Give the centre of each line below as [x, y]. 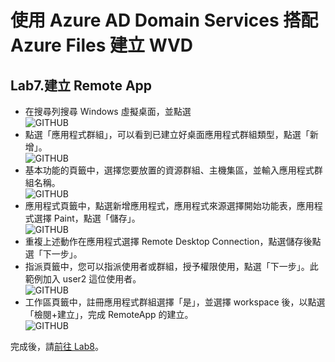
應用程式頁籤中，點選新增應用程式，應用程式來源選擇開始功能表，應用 [169, 205]
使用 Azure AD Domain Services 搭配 [164, 20]
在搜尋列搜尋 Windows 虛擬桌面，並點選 [108, 111]
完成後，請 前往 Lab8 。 [57, 346]
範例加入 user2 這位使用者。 [83, 279]
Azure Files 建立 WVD [102, 45]
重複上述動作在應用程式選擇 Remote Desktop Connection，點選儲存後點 [173, 241]
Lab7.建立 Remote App [81, 85]
